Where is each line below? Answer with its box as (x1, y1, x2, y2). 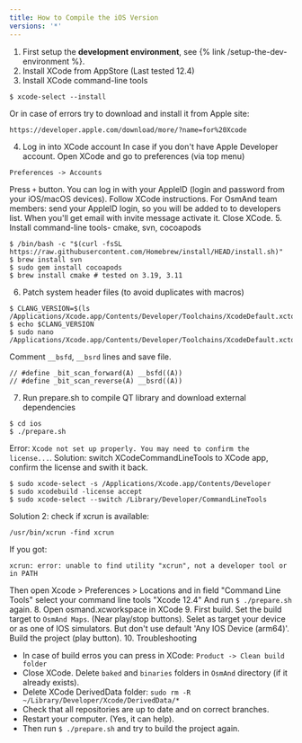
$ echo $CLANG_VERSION (9, 320, 94, 329)
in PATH (9, 569, 39, 578)
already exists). (22, 677, 79, 687)
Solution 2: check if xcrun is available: (9, 510, 150, 521)
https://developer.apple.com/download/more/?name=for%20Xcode (9, 125, 247, 135)
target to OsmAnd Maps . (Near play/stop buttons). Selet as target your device (9, 613, 286, 624)
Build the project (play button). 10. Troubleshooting (9, 632, 198, 643)
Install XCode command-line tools (22, 75, 148, 85)
